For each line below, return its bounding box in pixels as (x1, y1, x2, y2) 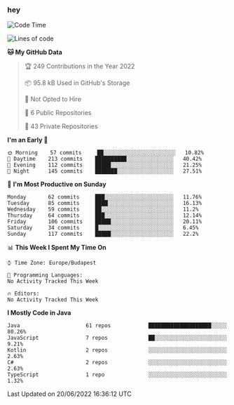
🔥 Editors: (7, 290, 40, 298)
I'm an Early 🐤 (7, 135, 48, 145)
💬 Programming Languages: (7, 272, 83, 279)
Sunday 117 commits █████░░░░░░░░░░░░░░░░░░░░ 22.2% (7, 230, 199, 238)
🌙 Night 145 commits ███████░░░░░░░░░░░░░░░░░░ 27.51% (7, 168, 202, 175)
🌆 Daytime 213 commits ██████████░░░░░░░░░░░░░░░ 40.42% (7, 156, 202, 163)
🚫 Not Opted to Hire (24, 95, 82, 103)
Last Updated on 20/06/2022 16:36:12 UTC (7, 390, 132, 398)
